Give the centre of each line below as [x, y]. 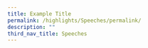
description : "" [31, 27]
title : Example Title [39, 14]
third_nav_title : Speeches [47, 34]
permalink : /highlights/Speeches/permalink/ [74, 20]
